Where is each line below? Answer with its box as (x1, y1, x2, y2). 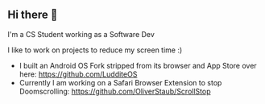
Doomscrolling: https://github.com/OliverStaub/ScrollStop (19, 86, 211, 96)
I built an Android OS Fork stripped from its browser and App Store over (19, 60, 257, 70)
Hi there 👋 (7, 8, 58, 22)
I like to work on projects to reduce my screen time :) (7, 45, 183, 55)
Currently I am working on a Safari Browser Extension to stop (19, 77, 222, 87)
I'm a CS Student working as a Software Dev (7, 29, 155, 39)
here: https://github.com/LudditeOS (19, 69, 138, 79)
